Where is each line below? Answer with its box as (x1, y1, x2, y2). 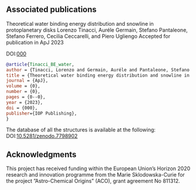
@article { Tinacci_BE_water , (6, 61, 75, 67)
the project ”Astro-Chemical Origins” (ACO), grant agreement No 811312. (6, 178, 180, 185)
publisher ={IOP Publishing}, (6, 110, 77, 116)
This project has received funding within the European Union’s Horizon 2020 (6, 165, 191, 172)
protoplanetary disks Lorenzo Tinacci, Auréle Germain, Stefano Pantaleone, (6, 26, 188, 33)
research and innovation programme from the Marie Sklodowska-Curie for (6, 171, 185, 178)
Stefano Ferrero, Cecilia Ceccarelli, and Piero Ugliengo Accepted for (6, 32, 171, 40)
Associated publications (6, 5, 97, 15)
